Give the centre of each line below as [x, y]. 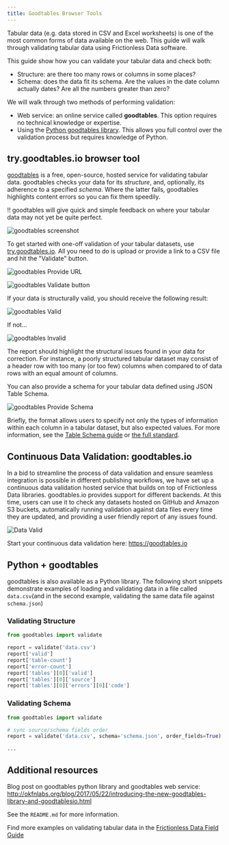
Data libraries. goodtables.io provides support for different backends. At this [114, 495]
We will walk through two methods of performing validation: [91, 102]
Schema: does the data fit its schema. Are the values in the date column [118, 81]
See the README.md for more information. [63, 814]
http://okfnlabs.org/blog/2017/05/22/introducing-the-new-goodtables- [107, 794]
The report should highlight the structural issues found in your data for [106, 352]
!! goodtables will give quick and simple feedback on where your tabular [108, 210]
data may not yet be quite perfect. [55, 217]
